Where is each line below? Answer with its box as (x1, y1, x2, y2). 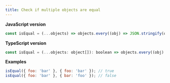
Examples (5, 59, 27, 65)
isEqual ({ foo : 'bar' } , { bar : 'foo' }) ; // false (5, 73, 116, 78)
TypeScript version (5, 40, 47, 46)
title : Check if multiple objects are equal (5, 7, 101, 13)
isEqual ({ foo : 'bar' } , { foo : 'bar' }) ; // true (5, 68, 114, 73)
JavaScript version (5, 21, 46, 27)
